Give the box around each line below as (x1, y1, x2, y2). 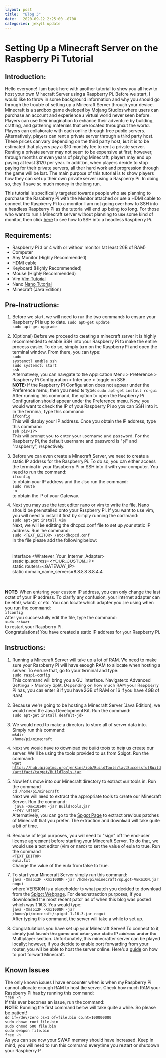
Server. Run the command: (12, 798, 67, 804)
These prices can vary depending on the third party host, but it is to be (5, 138, 149, 144)
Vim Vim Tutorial (12, 276, 46, 282)
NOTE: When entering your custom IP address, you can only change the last (5, 589, 161, 595)
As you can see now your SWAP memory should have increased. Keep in (5, 1037, 154, 1043)
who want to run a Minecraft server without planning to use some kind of (5, 211, 153, 217)
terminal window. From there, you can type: (12, 349, 101, 355)
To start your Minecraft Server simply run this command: (12, 871, 127, 878)
